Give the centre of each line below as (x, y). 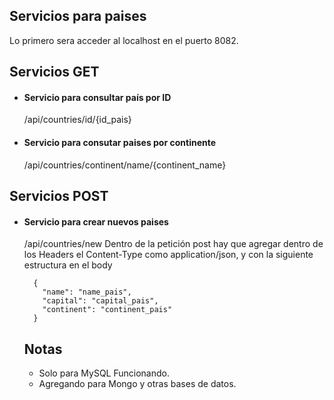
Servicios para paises (78, 16)
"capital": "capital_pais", (100, 301)
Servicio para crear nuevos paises (96, 221)
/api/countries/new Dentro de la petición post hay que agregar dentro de (173, 244)
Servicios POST (59, 196)
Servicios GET (54, 72)
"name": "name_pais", (87, 292)
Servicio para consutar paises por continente (120, 142)
